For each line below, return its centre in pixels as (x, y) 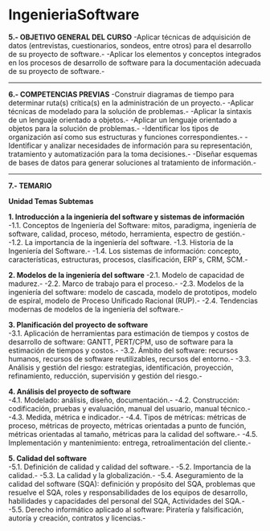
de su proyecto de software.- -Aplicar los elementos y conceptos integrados (135, 54)
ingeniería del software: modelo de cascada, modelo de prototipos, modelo (133, 292)
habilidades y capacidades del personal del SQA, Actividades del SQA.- (127, 500)
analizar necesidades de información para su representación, (151, 145)
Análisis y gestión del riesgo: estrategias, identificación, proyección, (121, 367)
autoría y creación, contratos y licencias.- (77, 518)
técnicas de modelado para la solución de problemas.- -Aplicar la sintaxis (130, 111)
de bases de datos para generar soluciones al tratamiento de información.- (133, 162)
